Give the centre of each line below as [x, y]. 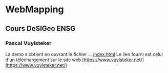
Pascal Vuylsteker [28, 43]
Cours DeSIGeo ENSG [40, 29]
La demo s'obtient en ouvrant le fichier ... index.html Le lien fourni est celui [84, 54]
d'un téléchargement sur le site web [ [45, 60]
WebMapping [35, 10]
